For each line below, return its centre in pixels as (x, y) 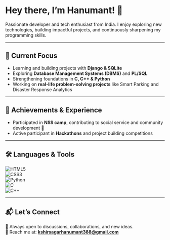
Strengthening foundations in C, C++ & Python (61, 78)
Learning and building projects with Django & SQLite (67, 68)
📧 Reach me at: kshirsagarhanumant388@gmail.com (62, 232)
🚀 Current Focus (31, 56)
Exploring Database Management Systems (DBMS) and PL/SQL (80, 73)
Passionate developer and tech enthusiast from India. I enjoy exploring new (83, 24)
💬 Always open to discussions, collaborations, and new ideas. (70, 227)
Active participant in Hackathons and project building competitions (83, 133)
